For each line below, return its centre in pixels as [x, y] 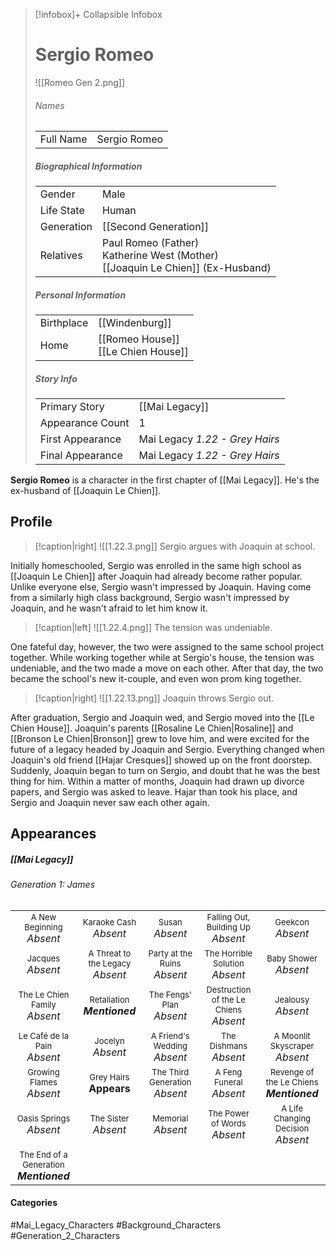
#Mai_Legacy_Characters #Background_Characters [116, 1225]
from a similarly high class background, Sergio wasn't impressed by [150, 597]
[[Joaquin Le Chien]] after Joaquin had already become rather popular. [156, 576]
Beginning [43, 927]
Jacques [43, 958]
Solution [228, 963]
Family [44, 1004]
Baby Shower [292, 958]
